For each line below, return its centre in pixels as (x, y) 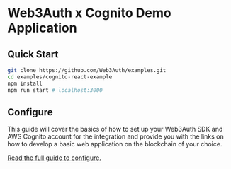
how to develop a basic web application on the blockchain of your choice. (115, 144)
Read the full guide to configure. (54, 158)
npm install (25, 83)
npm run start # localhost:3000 (55, 90)
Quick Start (33, 54)
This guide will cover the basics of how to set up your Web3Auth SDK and (115, 129)
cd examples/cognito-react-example (60, 77)
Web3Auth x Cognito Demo (89, 13)
